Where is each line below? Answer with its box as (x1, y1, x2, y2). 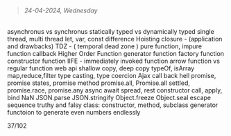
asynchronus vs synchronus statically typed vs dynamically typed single (7, 28, 215, 36)
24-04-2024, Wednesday (24, 6, 99, 14)
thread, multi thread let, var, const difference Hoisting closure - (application (7, 35, 223, 43)
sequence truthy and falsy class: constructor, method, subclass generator (7, 101, 219, 109)
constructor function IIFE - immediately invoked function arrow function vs (7, 57, 221, 66)
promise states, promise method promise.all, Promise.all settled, (7, 79, 191, 87)
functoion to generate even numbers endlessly (7, 108, 141, 117)
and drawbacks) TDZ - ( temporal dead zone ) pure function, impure (7, 42, 203, 50)
